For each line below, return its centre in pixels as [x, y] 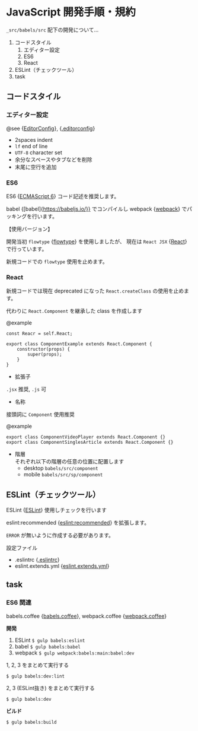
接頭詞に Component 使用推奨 [41, 414]
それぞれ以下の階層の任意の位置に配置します [69, 462]
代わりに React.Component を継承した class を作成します [74, 311]
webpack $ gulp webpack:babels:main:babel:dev [74, 653]
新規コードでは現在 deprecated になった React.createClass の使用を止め [95, 291]
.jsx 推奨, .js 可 [26, 389]
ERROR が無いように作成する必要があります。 [60, 535]
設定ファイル [22, 548]
